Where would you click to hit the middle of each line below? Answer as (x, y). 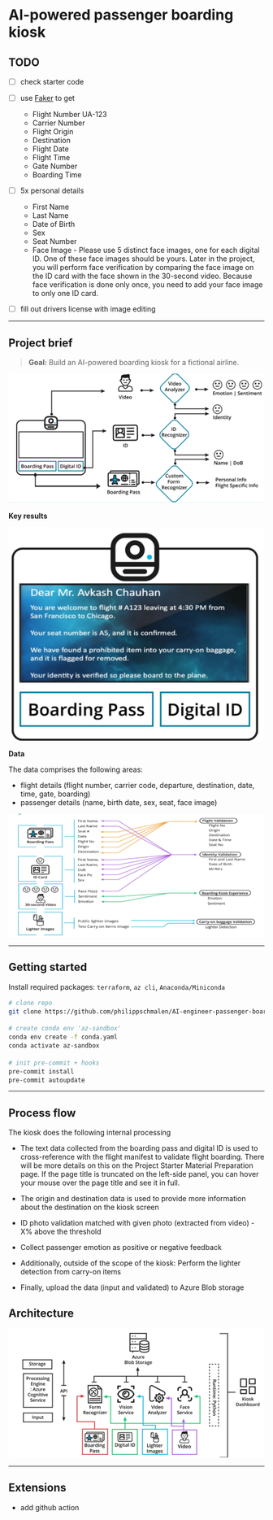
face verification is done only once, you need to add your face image (147, 285)
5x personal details (52, 191)
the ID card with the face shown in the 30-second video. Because (142, 276)
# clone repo (30, 1003)
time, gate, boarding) (55, 794)
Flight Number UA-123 (69, 115)
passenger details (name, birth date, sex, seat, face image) (119, 802)
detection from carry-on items (71, 1272)
